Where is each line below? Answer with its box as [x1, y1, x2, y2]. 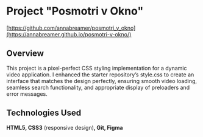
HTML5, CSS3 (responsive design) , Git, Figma [6, 124, 123, 131]
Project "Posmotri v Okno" [6, 4, 144, 18]
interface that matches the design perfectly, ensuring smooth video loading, [6, 77, 197, 84]
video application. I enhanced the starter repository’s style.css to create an [6, 71, 194, 78]
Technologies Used [6, 108, 81, 118]
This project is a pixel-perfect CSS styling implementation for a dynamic [6, 64, 187, 72]
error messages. [6, 90, 48, 98]
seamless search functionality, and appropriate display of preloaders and [6, 84, 190, 91]
